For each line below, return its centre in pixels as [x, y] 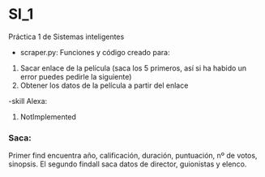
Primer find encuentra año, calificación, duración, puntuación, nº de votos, [133, 156]
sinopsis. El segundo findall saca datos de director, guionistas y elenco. [128, 164]
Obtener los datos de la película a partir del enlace [104, 85]
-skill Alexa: [28, 101]
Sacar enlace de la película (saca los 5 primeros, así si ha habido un [133, 68]
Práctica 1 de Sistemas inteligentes [66, 37]
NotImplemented [48, 117]
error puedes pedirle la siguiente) [76, 76]
